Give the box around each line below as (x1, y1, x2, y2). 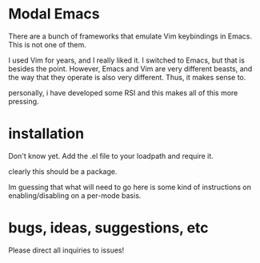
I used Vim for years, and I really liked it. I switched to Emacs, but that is (8, 55, 246, 65)
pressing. (8, 96, 39, 106)
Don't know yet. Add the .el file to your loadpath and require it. (8, 151, 214, 160)
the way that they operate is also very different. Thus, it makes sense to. (8, 72, 246, 82)
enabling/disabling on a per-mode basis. (8, 190, 142, 200)
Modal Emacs (8, 5, 100, 23)
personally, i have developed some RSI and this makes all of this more (8, 87, 238, 97)
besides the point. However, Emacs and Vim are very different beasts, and (8, 63, 253, 73)
